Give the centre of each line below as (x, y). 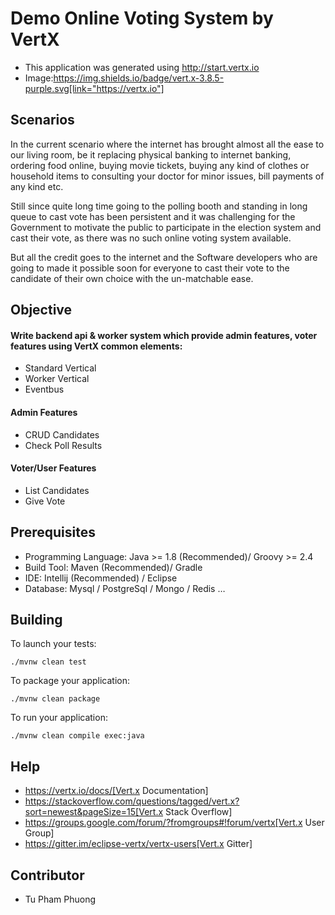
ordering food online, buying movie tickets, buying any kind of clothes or (160, 165)
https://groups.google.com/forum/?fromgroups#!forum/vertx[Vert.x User (174, 823)
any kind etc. (37, 186)
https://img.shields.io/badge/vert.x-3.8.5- (139, 78)
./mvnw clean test (48, 662)
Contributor (47, 875)
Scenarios (42, 120)
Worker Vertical (57, 379)
